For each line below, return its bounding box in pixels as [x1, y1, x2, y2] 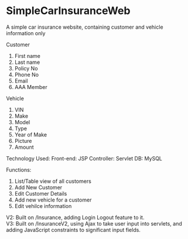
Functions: [6, 166, 32, 173]
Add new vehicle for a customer [14, 196, 92, 203]
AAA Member [14, 83, 48, 90]
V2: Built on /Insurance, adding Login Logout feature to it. [6, 214, 145, 221]
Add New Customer [14, 183, 63, 191]
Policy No [14, 64, 38, 71]
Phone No [14, 71, 39, 78]
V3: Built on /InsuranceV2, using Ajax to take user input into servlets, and [6, 220, 183, 227]
